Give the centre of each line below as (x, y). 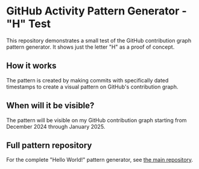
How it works (31, 66)
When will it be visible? (50, 106)
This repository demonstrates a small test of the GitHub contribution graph (99, 40)
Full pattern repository (49, 145)
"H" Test (29, 24)
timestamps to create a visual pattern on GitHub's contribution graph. (93, 87)
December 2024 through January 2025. (56, 126)
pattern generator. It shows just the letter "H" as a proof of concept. (90, 47)
